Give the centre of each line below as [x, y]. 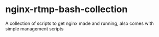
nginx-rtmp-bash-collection [66, 9]
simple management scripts [35, 28]
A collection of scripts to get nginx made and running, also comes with [80, 23]
